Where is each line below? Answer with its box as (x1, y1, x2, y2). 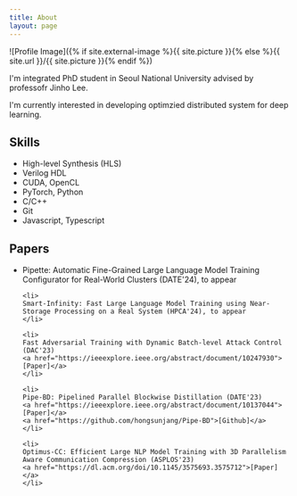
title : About (9, 12, 58, 22)
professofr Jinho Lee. (9, 82, 89, 93)
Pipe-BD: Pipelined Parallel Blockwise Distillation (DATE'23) (21, 393, 263, 402)
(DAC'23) (21, 346, 55, 355)
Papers (9, 241, 50, 256)
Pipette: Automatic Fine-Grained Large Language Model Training (21, 265, 260, 276)
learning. (9, 109, 42, 120)
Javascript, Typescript (21, 215, 105, 226)
